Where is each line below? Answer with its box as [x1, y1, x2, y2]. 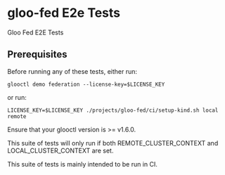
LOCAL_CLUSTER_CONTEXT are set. [7, 146, 114, 155]
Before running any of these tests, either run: [7, 67, 138, 75]
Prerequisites [7, 48, 67, 60]
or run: [7, 93, 27, 101]
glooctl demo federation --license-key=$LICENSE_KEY [7, 81, 165, 88]
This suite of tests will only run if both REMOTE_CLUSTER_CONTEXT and [7, 138, 219, 147]
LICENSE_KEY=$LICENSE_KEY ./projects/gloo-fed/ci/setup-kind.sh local [7, 107, 219, 114]
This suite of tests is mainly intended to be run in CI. [7, 160, 158, 168]
